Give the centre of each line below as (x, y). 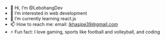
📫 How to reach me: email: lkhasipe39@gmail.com (64, 24)
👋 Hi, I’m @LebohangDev (36, 8)
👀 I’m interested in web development (49, 13)
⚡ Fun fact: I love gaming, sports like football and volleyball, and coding (85, 32)
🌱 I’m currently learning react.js (43, 18)
